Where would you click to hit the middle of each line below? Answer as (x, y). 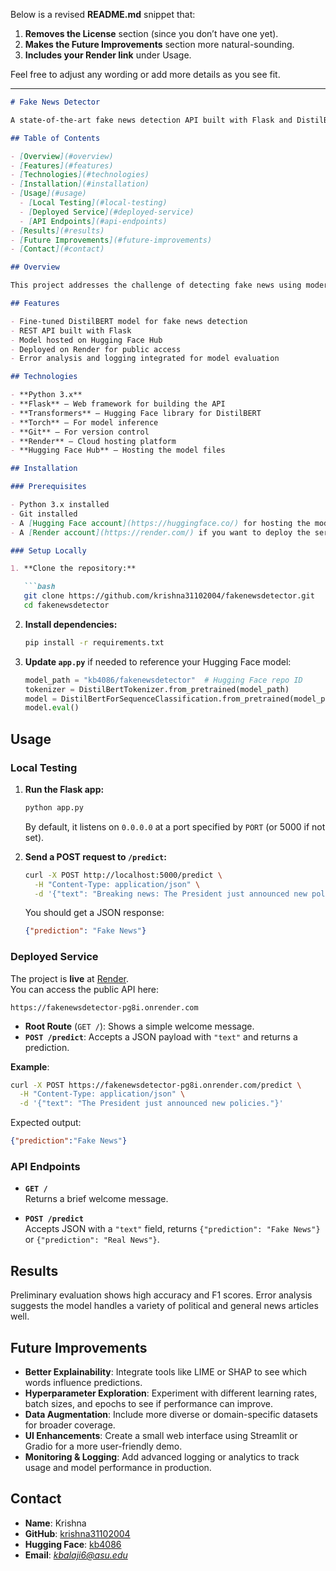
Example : (30, 1066)
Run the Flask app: (64, 789)
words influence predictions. (83, 1383)
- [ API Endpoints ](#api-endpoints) (93, 221)
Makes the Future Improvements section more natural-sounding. (159, 44)
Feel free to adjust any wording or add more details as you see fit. (145, 74)
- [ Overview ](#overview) (62, 156)
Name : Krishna (55, 1523)
